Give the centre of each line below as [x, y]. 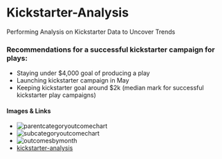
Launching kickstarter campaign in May [73, 81]
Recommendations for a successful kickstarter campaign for [111, 50]
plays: [17, 58]
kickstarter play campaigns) [56, 95]
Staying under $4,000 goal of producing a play [83, 73]
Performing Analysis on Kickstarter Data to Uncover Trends [91, 32]
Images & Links [29, 111]
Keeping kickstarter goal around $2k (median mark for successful [110, 88]
